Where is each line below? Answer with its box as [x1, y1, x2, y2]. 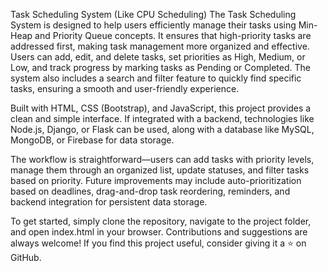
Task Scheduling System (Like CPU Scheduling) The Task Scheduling [10, 9, 297, 20]
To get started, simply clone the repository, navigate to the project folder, [10, 215, 312, 227]
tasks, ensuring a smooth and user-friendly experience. [10, 83, 240, 94]
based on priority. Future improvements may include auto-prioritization [10, 175, 302, 186]
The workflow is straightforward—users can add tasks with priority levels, [10, 154, 315, 165]
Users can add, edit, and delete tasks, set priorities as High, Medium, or [10, 51, 306, 63]
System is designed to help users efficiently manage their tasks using [10, 19, 297, 31]
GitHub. [10, 252, 42, 263]
